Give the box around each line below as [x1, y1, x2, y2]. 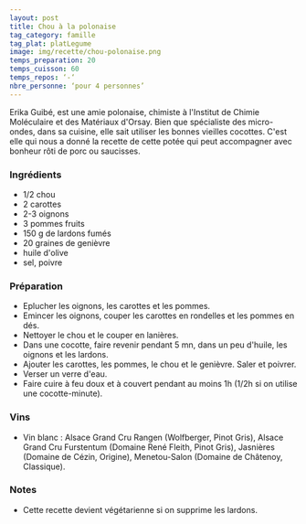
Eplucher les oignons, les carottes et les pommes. [22, 301, 211, 312]
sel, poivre [22, 257, 63, 268]
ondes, [9, 125, 36, 137]
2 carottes [22, 198, 62, 209]
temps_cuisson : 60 [9, 65, 79, 74]
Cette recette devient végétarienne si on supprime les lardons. [22, 504, 259, 515]
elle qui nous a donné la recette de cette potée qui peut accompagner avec [9, 135, 292, 146]
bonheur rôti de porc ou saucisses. [9, 145, 142, 156]
